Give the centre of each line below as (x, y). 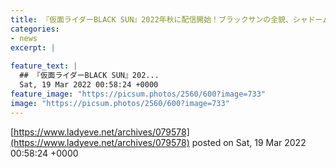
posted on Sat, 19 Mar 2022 (249, 142)
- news (24, 38)
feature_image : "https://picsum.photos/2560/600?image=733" (138, 94)
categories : (35, 29)
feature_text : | (44, 66)
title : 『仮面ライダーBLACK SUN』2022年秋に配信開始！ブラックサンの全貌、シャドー (166, 19)
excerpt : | (33, 47)
